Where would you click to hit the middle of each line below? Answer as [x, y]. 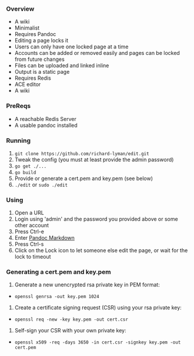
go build [25, 172]
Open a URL [29, 213]
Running [19, 141]
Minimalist [27, 28]
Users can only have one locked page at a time [71, 47]
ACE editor [28, 84]
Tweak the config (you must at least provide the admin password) [94, 159]
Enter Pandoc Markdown [45, 238]
